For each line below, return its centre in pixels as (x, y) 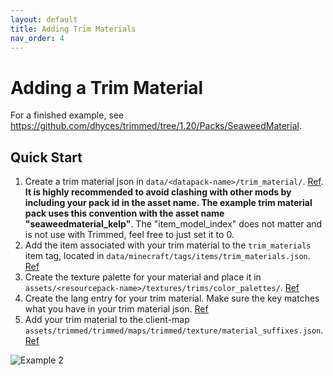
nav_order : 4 (37, 38)
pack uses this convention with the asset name (124, 213)
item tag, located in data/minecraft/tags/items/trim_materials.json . (167, 256)
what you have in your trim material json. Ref (116, 309)
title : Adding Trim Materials (73, 29)
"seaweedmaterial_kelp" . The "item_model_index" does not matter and (173, 224)
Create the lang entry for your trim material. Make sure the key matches (172, 298)
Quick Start (46, 157)
